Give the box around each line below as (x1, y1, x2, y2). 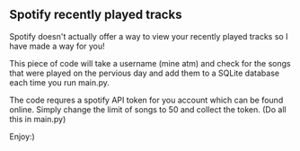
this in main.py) (9, 113, 66, 124)
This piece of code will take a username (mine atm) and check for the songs (9, 58, 291, 68)
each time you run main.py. (9, 76, 110, 88)
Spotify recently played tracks (9, 7, 182, 22)
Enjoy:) (9, 130, 36, 142)
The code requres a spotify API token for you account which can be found (9, 94, 284, 105)
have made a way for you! (9, 40, 105, 51)
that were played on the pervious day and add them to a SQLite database (9, 67, 280, 78)
